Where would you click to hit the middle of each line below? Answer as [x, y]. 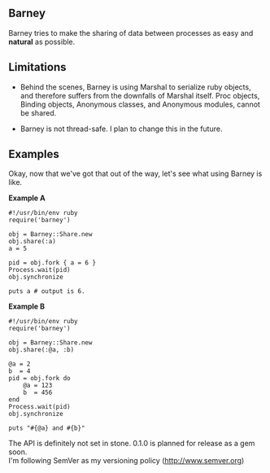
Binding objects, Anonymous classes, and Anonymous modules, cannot [140, 104]
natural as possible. [42, 42]
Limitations [37, 67]
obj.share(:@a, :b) [41, 350]
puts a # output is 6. [47, 291]
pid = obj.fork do [39, 379]
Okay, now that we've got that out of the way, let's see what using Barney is [135, 173]
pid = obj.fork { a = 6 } [52, 263]
